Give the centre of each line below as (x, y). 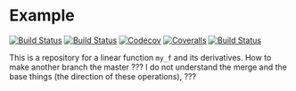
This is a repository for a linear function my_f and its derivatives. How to (140, 57)
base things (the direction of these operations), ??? (103, 76)
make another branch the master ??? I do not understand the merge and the (148, 67)
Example (42, 16)
